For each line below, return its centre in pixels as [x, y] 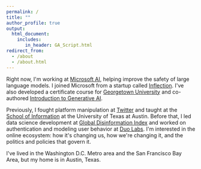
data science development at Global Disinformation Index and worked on [96, 122]
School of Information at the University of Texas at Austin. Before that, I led [99, 116]
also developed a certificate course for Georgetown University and [88, 92]
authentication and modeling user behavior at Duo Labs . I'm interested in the [101, 129]
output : [16, 28]
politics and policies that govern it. [49, 141]
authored [17, 98]
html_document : [31, 34]
